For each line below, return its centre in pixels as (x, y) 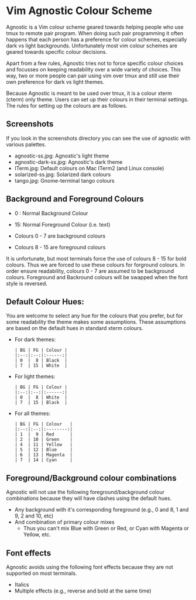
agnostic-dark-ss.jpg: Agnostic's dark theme (68, 162)
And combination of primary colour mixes (65, 522)
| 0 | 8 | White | (41, 397)
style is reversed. (27, 283)
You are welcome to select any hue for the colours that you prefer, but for (94, 316)
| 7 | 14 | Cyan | (44, 460)
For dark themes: (35, 340)
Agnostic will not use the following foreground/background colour (85, 492)
